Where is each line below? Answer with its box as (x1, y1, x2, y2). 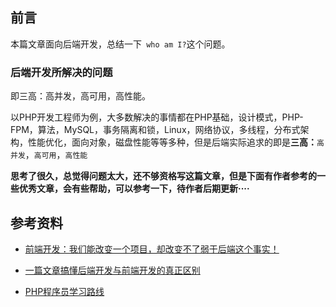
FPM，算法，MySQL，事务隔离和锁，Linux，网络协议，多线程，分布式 (10, 124, 301, 136)
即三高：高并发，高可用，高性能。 (10, 90, 151, 102)
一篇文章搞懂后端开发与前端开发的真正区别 (24, 264, 201, 276)
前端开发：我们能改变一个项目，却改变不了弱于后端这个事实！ (24, 243, 280, 255)
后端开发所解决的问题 (10, 65, 113, 79)
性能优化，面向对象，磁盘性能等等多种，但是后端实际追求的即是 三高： (27, 136, 317, 148)
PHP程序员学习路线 (24, 285, 105, 297)
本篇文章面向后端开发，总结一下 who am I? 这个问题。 (10, 38, 231, 50)
